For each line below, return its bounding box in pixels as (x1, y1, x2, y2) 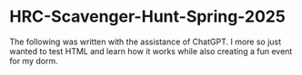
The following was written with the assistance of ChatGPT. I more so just (9, 36, 282, 47)
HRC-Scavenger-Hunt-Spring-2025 (9, 6, 287, 27)
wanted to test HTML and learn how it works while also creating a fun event (9, 45, 293, 56)
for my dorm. (9, 55, 58, 66)
